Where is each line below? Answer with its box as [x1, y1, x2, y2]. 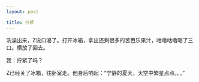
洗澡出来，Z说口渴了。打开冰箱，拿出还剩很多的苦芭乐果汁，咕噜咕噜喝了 [6, 36, 188, 43]
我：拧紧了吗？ [6, 56, 43, 64]
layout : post [6, 8, 39, 15]
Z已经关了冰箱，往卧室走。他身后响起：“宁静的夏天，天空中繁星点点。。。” [6, 69, 185, 76]
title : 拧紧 [6, 19, 34, 26]
